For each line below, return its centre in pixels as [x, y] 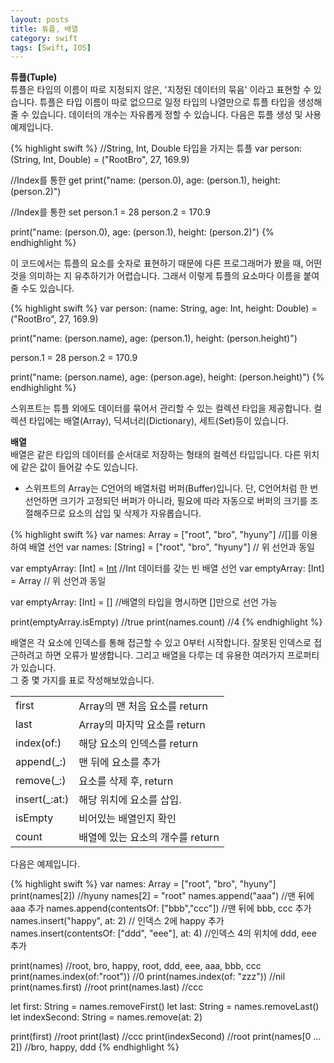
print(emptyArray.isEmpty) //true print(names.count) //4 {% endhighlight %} [166, 622]
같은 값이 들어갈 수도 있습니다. [79, 467]
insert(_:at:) [42, 799]
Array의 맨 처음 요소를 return [143, 706]
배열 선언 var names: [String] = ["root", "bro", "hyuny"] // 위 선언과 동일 [171, 547]
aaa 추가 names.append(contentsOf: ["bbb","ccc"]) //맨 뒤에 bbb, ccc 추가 [161, 908]
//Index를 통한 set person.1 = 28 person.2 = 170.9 [110, 212]
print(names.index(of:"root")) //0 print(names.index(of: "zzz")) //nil [148, 977]
